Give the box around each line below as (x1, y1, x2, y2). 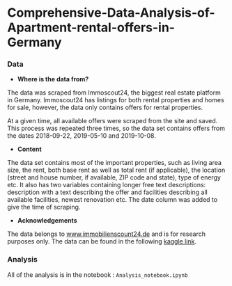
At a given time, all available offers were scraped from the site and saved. (7, 117, 218, 125)
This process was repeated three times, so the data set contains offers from (7, 124, 225, 133)
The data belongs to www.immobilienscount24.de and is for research (7, 230, 206, 238)
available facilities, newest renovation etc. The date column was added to (7, 196, 218, 204)
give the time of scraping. (7, 203, 81, 212)
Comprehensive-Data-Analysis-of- (7, 5, 215, 21)
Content (17, 145, 42, 154)
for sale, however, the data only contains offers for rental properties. (7, 103, 203, 112)
